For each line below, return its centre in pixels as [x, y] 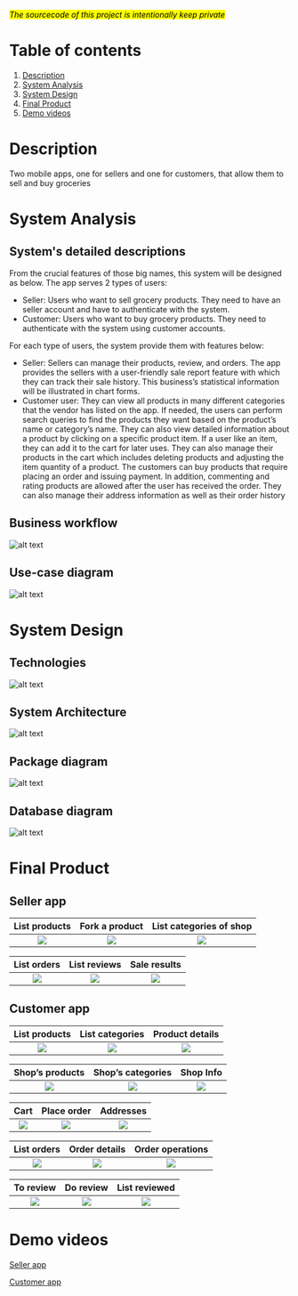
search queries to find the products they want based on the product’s [149, 419]
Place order [66, 1111]
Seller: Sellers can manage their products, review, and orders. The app [151, 362]
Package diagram [59, 761]
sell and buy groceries [50, 182]
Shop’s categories [132, 1072]
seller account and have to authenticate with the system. [125, 309]
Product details [186, 1033]
